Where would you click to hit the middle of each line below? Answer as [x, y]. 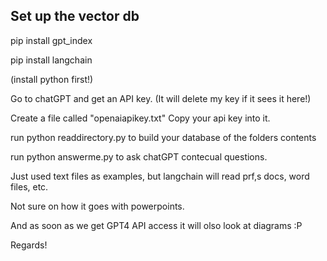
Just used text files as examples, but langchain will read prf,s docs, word [160, 176]
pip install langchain [51, 60]
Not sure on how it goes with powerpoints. [97, 206]
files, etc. [29, 186]
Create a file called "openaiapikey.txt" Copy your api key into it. [140, 118]
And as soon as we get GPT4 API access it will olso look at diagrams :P [156, 225]
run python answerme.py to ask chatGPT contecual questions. [139, 156]
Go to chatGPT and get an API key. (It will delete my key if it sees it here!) [161, 98]
